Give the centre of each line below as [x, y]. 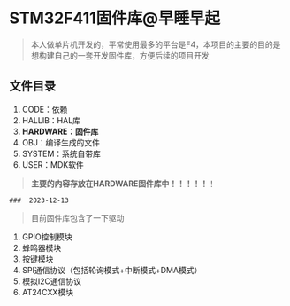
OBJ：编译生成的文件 [61, 142]
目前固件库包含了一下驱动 [77, 217]
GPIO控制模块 [47, 237]
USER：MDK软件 [53, 164]
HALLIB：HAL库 [51, 120]
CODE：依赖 [45, 109]
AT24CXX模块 [47, 292]
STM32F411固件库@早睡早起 [115, 18]
